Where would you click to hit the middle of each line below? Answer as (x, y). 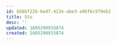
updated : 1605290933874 (35, 28)
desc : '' (17, 22)
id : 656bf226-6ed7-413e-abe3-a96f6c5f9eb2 (58, 11)
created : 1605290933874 (35, 33)
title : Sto (19, 17)
